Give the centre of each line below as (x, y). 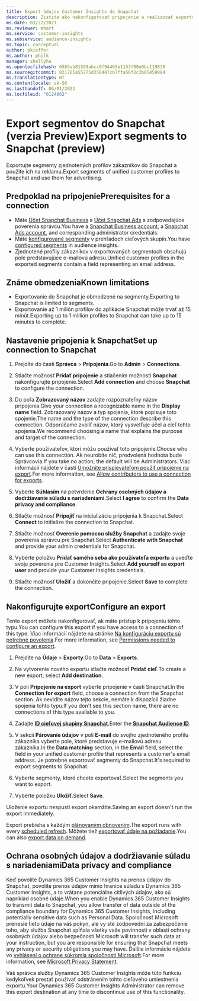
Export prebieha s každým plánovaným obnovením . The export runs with (94, 824)
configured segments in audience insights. (67, 245)
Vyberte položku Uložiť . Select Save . (59, 795)
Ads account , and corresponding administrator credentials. (86, 232)
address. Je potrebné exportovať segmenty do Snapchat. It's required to (102, 760)
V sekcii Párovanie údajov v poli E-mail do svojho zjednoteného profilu (102, 734)
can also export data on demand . (46, 837)
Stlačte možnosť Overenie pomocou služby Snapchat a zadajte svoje (100, 534)
